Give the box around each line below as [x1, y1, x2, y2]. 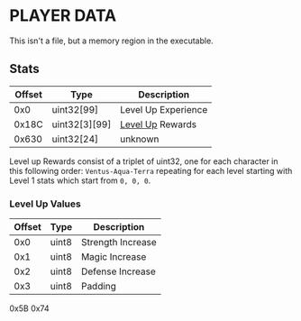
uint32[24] [51, 133, 99, 145]
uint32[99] [51, 103, 99, 115]
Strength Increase [80, 236, 158, 249]
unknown [120, 133, 160, 145]
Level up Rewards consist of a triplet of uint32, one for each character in [9, 155, 278, 167]
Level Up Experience [120, 103, 208, 115]
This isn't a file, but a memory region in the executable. [9, 35, 214, 46]
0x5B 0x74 [9, 303, 50, 314]
